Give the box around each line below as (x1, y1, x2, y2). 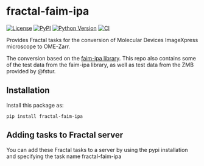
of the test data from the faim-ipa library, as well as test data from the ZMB (6, 61, 194, 68)
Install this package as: (6, 101, 64, 109)
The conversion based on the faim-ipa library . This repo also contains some (6, 54, 196, 62)
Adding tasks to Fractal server (6, 130, 124, 140)
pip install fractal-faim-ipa (6, 113, 83, 120)
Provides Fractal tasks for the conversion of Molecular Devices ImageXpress (6, 36, 199, 43)
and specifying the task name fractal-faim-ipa (6, 153, 122, 160)
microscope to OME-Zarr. (6, 43, 71, 50)
